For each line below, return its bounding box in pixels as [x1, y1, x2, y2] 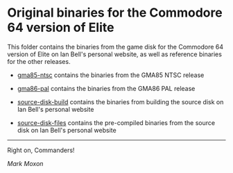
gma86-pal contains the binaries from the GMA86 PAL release [17, 84, 196, 92]
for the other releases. [7, 57, 71, 65]
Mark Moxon [7, 159, 44, 167]
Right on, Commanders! [7, 146, 75, 154]
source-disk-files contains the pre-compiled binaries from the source [17, 118, 216, 126]
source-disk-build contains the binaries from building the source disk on [17, 97, 224, 106]
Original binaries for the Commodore [7, 5, 223, 21]
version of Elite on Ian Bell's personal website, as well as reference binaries [7, 50, 222, 58]
